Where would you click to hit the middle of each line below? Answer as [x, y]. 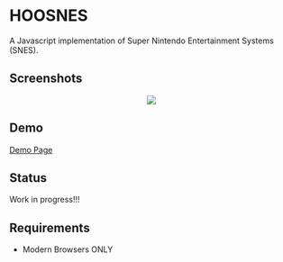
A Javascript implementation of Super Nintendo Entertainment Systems [142, 41]
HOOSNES [49, 16]
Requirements [50, 227]
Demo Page [31, 149]
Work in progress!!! [45, 200]
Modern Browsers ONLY [68, 249]
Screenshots [46, 79]
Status [28, 178]
